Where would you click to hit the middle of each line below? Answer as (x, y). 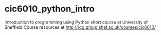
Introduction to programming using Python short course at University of (76, 22)
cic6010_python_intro (50, 9)
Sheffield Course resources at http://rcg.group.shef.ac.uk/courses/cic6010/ (80, 27)
